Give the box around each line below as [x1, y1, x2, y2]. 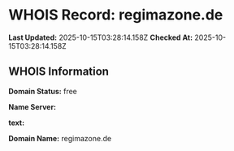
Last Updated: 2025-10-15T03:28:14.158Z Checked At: [8, 32, 193, 42]
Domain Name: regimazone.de [8, 133, 112, 143]
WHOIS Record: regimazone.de [8, 6, 223, 24]
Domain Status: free [8, 86, 77, 96]
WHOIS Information [8, 65, 110, 79]
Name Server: [8, 101, 57, 111]
